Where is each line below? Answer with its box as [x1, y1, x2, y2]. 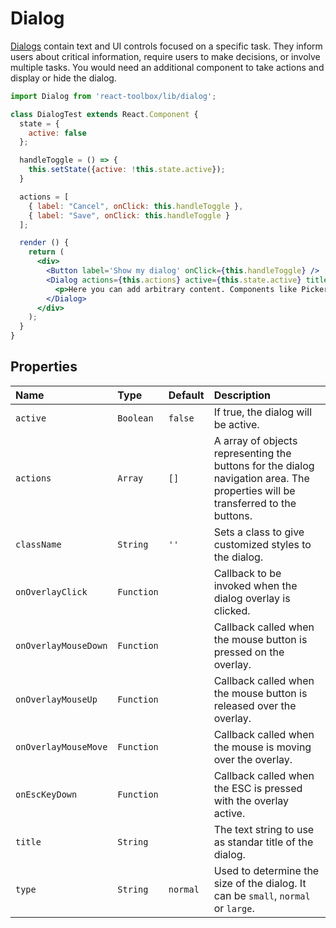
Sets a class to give [213, 525, 305, 539]
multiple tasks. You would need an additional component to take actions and [10, 61, 325, 73]
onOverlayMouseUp [15, 693, 98, 705]
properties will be [213, 483, 296, 497]
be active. [213, 417, 260, 431]
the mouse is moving [213, 740, 312, 754]
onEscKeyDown [15, 788, 78, 800]
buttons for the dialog [213, 458, 315, 472]
